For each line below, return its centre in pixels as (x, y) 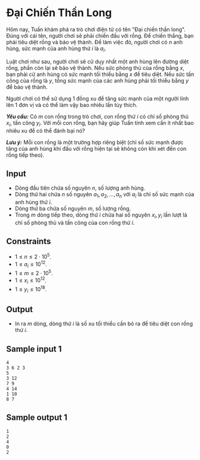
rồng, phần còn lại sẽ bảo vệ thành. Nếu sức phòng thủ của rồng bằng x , (96, 68)
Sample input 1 (34, 349)
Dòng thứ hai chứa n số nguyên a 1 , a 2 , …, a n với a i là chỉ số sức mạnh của (104, 195)
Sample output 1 (37, 418)
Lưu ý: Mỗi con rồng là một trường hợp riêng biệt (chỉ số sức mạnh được (95, 142)
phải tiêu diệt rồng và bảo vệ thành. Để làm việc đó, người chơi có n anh (95, 42)
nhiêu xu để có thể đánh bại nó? (46, 130)
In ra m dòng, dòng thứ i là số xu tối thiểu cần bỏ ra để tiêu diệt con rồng (104, 324)
